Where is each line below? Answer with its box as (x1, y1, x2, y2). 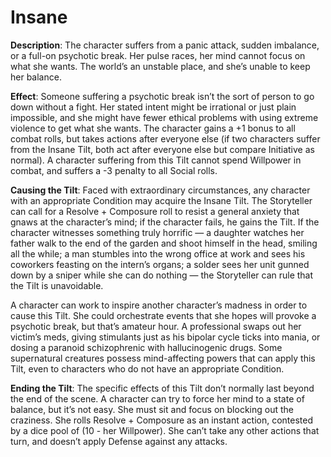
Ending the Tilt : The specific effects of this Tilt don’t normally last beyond (10, 382, 315, 394)
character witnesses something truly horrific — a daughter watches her (10, 226, 305, 238)
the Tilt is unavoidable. (10, 279, 104, 291)
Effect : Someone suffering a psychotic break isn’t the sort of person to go (10, 90, 315, 102)
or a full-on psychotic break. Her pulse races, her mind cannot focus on (10, 49, 306, 61)
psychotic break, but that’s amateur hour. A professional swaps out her (10, 320, 302, 332)
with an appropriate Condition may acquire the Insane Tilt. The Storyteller (10, 194, 313, 206)
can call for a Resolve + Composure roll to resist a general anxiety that (10, 205, 300, 217)
